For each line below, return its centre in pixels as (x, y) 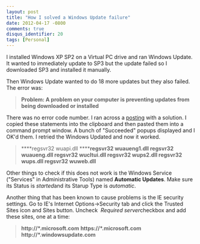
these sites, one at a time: (38, 217)
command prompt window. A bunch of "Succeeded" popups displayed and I (101, 130)
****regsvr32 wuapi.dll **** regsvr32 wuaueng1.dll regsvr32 (97, 149)
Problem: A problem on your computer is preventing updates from (105, 99)
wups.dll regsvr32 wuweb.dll (58, 161)
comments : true (25, 29)
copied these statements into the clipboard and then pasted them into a (95, 124)
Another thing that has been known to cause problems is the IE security (95, 197)
